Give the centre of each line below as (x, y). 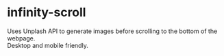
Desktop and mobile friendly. (48, 45)
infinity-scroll (47, 12)
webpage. (21, 38)
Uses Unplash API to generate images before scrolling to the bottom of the (112, 31)
